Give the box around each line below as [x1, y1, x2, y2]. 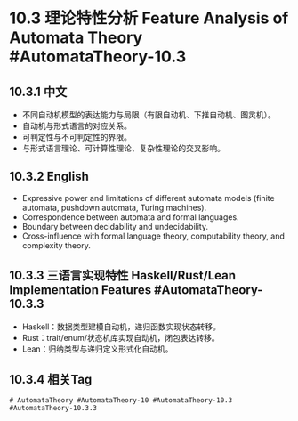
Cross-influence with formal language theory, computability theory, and [21, 231, 285, 241]
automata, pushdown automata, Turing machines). [21, 202, 207, 213]
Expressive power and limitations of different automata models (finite [21, 192, 275, 203]
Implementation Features [9, 282, 152, 298]
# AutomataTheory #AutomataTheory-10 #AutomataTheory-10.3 [9, 396, 233, 405]
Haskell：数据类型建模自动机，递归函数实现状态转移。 [21, 321, 221, 332]
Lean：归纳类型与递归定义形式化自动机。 [21, 344, 173, 354]
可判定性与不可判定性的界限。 [21, 132, 132, 142]
